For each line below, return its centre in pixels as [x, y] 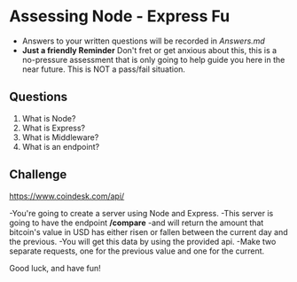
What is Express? [54, 128]
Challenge [38, 175]
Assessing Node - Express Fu [120, 16]
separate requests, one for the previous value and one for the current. [137, 251]
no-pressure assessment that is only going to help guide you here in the [153, 59]
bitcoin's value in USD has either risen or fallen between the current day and [148, 231]
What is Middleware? [60, 137]
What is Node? [49, 118]
